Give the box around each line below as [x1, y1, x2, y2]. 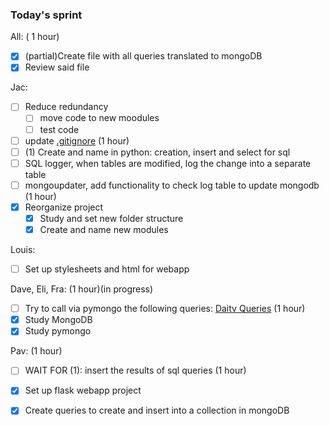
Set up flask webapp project [24, 384, 142, 397]
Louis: [10, 244, 36, 256]
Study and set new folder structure [39, 212, 184, 224]
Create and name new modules [39, 223, 169, 235]
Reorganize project [24, 201, 104, 213]
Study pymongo [24, 325, 92, 337]
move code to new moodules [39, 112, 160, 124]
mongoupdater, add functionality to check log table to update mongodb [24, 179, 320, 191]
